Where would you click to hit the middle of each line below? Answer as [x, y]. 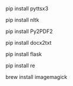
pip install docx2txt [29, 43]
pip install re [20, 65]
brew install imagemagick [36, 77]
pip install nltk [22, 20]
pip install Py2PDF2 [29, 31]
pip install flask [24, 54]
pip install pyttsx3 [27, 9]
